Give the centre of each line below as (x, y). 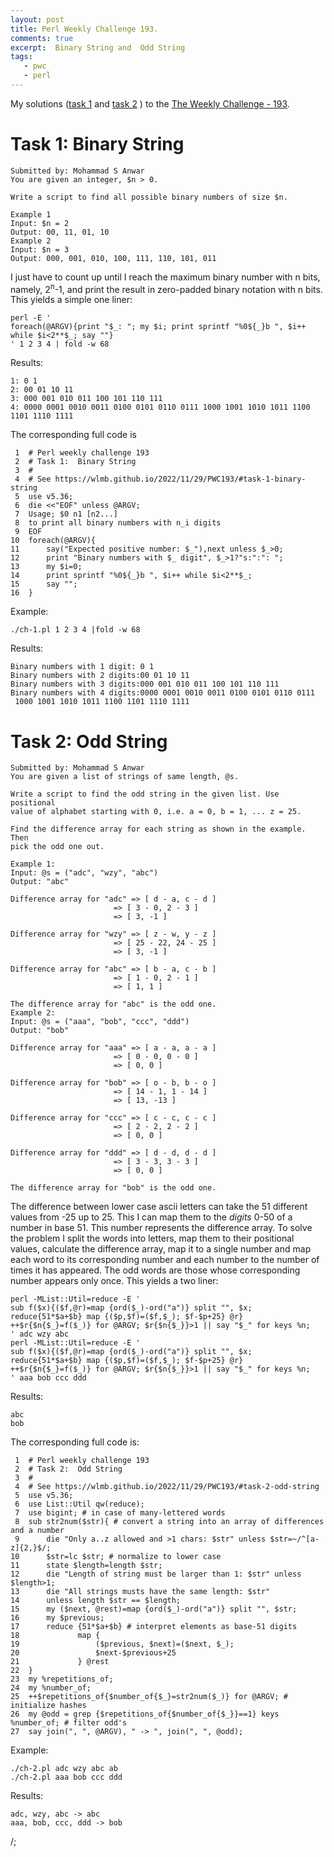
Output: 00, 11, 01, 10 (60, 232)
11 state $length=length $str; (86, 1566)
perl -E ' (31, 318)
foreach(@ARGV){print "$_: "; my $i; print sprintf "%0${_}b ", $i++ (158, 327)
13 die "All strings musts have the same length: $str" (140, 1592)
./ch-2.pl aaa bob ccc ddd (66, 1777)
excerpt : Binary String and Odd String (98, 47)
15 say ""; (44, 584)
